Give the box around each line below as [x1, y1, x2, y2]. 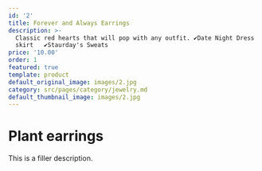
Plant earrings [8, 127, 104, 146]
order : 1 [8, 56, 37, 64]
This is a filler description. [8, 154, 93, 163]
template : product [8, 71, 69, 79]
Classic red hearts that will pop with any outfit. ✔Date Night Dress [15, 33, 255, 42]
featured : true [8, 64, 59, 72]
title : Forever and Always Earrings [8, 19, 130, 27]
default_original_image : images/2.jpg [8, 78, 137, 86]
